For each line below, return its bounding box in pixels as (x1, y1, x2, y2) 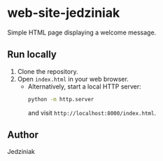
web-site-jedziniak (7, 5, 120, 21)
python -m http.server (27, 96, 94, 103)
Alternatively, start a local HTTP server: (27, 82, 141, 91)
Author (7, 129, 38, 141)
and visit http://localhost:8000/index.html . (27, 108, 156, 117)
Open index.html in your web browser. (17, 75, 129, 83)
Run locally (7, 49, 57, 60)
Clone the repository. (17, 67, 78, 75)
